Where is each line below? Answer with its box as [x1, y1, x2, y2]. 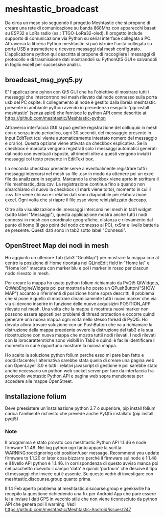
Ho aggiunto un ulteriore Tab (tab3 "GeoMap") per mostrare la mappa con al [5, 254, 159, 260]
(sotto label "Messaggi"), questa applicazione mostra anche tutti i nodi [5, 212, 147, 217]
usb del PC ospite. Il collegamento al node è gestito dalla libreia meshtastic [5, 99, 156, 105]
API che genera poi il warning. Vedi [5, 501, 76, 507]
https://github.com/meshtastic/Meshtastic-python [5, 115, 106, 121]
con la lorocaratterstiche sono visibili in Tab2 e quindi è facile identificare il [5, 337, 156, 343]
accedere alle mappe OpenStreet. [5, 378, 73, 384]
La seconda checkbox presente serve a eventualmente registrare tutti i [5, 165, 148, 171]
